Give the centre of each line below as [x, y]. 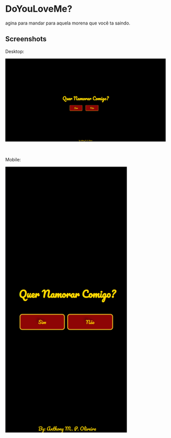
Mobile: [13, 160]
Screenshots [26, 39]
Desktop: [15, 51]
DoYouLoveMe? [39, 9]
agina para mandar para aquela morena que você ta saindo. [68, 23]
